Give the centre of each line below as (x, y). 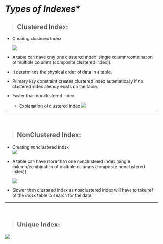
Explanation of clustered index (49, 106)
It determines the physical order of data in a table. (62, 72)
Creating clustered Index (37, 38)
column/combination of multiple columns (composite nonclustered (78, 166)
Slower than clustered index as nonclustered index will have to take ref (83, 190)
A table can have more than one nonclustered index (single (71, 161)
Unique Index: (39, 225)
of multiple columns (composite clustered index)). (62, 62)
